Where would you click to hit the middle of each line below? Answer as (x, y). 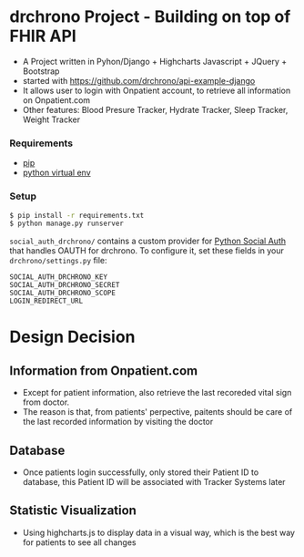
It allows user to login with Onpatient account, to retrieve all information (157, 90)
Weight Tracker (51, 119)
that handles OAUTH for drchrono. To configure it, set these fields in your (147, 251)
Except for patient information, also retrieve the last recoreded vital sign (157, 393)
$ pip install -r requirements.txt (77, 215)
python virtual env (56, 173)
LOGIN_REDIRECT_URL (46, 301)
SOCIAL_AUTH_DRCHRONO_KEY (58, 277)
